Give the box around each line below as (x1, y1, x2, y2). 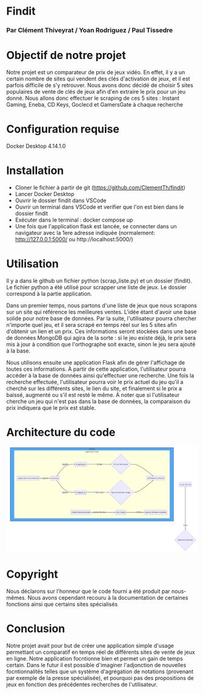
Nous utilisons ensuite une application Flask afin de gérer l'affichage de (6, 359, 185, 366)
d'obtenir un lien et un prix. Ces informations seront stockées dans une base (6, 328, 197, 335)
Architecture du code (6, 426, 116, 440)
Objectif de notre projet (6, 49, 126, 62)
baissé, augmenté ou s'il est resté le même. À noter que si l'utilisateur (6, 391, 180, 398)
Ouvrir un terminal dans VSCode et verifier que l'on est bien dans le (15, 203, 184, 211)
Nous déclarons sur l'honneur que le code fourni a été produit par (6, 587, 171, 595)
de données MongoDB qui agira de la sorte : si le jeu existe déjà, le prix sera (6, 334, 196, 342)
